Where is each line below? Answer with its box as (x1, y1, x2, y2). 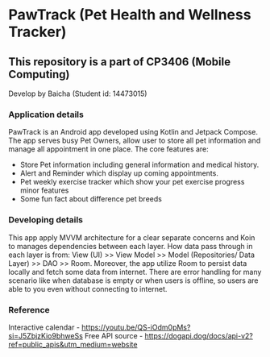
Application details (8, 109, 85, 120)
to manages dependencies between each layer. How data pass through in (8, 241, 253, 251)
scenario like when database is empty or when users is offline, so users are (8, 276, 260, 285)
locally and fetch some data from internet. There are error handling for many (8, 267, 262, 276)
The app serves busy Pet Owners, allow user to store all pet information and (8, 135, 261, 146)
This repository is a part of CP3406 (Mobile (8, 55, 231, 68)
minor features (19, 185, 69, 195)
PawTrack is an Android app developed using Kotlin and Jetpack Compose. (8, 127, 259, 137)
